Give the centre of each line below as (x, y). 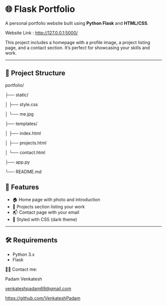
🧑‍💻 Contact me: (21, 269)
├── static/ (17, 95)
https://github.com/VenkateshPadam (43, 298)
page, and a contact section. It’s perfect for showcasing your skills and (78, 48)
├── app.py (17, 162)
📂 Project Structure (35, 73)
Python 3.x (23, 254)
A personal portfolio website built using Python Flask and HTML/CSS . (77, 23)
